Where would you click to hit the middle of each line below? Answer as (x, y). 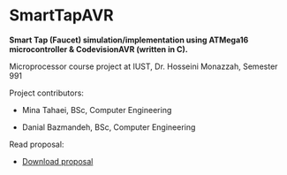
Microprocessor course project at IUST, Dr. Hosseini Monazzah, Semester (143, 66)
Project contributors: (46, 93)
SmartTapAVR (61, 15)
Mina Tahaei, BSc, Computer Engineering (97, 110)
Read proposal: (37, 144)
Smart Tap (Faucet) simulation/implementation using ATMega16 (129, 40)
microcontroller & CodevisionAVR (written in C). (98, 49)
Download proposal (57, 161)
